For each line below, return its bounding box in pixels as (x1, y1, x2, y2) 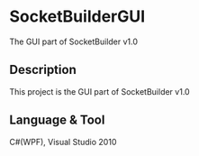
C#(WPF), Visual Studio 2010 (9, 136, 117, 147)
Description (9, 62, 77, 78)
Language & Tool (9, 113, 105, 128)
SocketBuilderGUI (9, 6, 146, 27)
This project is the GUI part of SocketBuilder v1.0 (9, 86, 191, 96)
